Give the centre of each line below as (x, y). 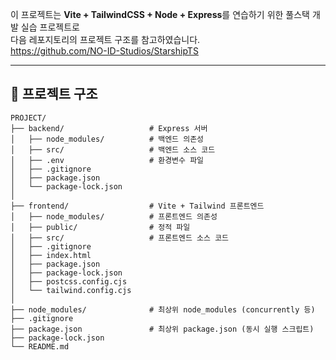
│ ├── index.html (51, 255)
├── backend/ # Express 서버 (109, 128)
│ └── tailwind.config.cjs (71, 290)
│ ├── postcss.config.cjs (69, 281)
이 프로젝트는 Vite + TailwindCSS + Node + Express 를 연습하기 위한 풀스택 (160, 14)
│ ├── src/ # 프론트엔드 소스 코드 (120, 238)
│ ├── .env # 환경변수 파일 (107, 160)
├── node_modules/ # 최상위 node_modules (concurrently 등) (163, 309)
